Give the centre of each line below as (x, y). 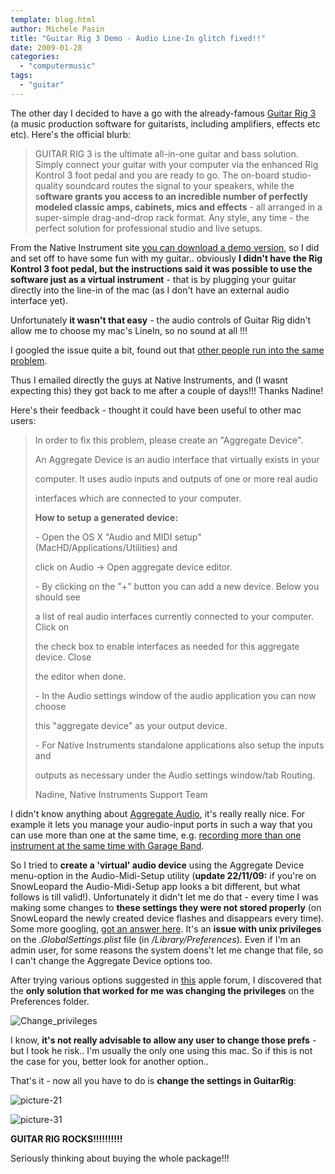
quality (49, 185)
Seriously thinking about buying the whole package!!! (120, 1158)
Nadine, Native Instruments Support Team (121, 794)
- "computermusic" (58, 66)
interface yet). (39, 300)
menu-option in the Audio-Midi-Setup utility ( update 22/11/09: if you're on (163, 875)
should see (57, 597)
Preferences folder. (50, 1001)
